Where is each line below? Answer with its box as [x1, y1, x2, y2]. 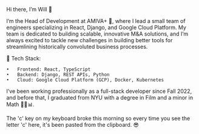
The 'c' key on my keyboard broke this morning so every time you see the [6, 115, 191, 122]
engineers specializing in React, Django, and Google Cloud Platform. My [6, 24, 187, 31]
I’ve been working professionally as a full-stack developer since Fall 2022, [6, 88, 192, 95]
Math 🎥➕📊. [6, 101, 35, 108]
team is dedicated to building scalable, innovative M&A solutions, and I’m [6, 30, 189, 37]
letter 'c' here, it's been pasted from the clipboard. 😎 [6, 121, 140, 128]
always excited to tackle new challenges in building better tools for [6, 37, 173, 43]
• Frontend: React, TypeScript [6, 66, 91, 72]
